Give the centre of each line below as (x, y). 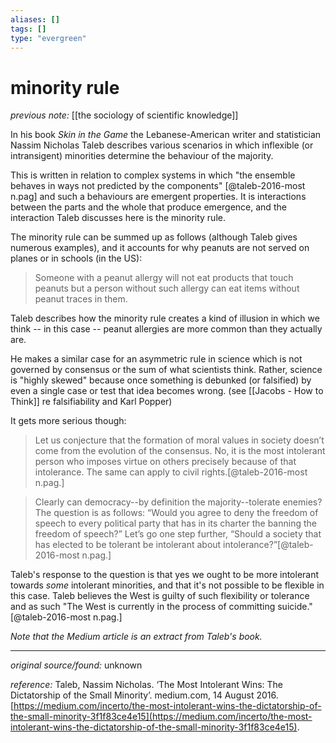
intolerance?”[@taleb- (268, 545)
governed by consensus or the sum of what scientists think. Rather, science (166, 370)
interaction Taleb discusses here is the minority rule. (118, 218)
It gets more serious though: (68, 421)
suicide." (295, 607)
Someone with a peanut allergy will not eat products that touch (164, 278)
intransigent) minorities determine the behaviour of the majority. (142, 156)
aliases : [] (35, 19)
